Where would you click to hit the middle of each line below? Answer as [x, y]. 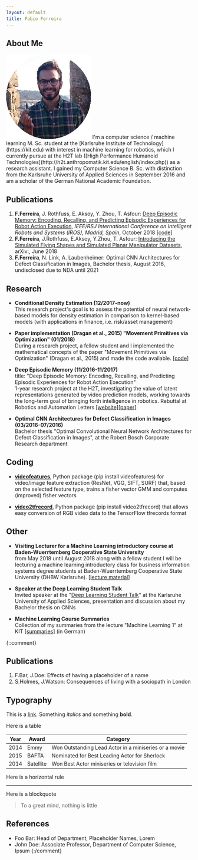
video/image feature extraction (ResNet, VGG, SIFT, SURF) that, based [100, 482]
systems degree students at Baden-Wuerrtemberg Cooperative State [98, 571]
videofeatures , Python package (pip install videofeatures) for [89, 476]
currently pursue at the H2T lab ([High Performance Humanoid [82, 156]
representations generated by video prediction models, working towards [102, 395]
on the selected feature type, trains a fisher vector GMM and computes [101, 489]
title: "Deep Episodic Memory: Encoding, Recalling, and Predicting [95, 376]
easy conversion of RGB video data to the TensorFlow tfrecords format [100, 513]
